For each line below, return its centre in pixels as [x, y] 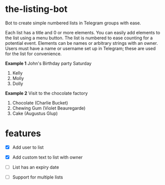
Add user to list [28, 147]
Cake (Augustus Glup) [35, 113]
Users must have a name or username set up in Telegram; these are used [81, 48]
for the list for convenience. [33, 54]
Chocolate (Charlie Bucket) [40, 102]
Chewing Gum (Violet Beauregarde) [49, 108]
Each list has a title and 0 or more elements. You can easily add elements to [83, 32]
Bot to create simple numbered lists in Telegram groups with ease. [73, 23]
